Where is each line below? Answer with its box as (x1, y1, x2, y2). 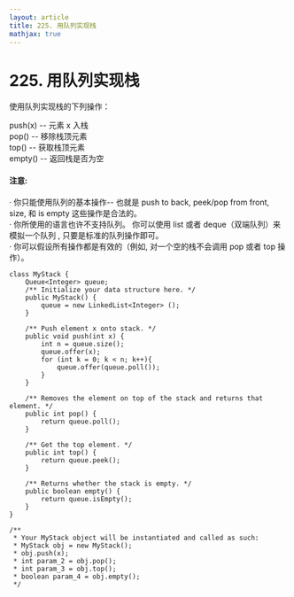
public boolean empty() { (25, 486, 121, 496)
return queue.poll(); (41, 417, 121, 426)
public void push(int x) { (25, 331, 125, 341)
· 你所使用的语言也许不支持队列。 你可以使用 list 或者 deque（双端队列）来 (9, 219, 282, 229)
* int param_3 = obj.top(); (12, 564, 117, 573)
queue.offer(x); (41, 347, 101, 356)
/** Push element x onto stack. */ (25, 324, 157, 333)
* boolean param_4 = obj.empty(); (12, 572, 141, 581)
